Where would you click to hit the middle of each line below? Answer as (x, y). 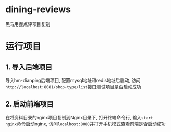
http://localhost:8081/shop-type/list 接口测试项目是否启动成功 (73, 86)
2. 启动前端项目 (29, 104)
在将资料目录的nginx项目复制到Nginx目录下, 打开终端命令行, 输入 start (79, 117)
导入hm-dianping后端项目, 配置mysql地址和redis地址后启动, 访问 (73, 80)
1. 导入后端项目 (29, 67)
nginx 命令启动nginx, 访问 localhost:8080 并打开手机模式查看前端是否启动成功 (86, 124)
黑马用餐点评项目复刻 (28, 24)
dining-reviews (38, 9)
